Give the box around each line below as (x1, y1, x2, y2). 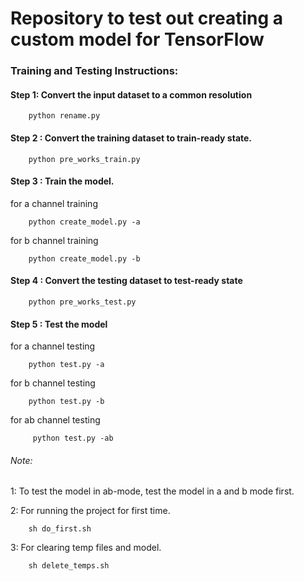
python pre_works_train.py (28, 154, 141, 164)
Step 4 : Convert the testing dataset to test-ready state (10, 275, 243, 287)
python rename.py (28, 111, 101, 121)
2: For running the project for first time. (10, 505, 171, 517)
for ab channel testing (10, 414, 101, 426)
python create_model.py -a (28, 217, 141, 227)
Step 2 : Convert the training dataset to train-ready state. (10, 132, 253, 144)
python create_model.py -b (28, 253, 141, 264)
